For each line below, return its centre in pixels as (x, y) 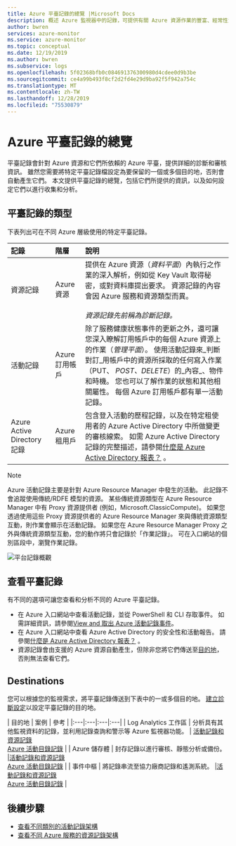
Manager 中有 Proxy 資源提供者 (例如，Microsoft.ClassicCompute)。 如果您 (117, 507)
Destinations (36, 681)
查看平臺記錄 (35, 582)
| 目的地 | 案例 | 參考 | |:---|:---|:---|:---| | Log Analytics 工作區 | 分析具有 (112, 722)
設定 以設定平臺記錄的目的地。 (56, 708)
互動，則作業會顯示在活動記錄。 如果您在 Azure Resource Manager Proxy (113, 524)
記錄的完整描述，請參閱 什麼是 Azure (145, 447)
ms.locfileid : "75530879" (45, 105)
